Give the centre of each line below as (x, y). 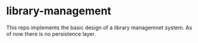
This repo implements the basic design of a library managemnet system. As (99, 27)
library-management (59, 11)
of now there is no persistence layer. (51, 33)
